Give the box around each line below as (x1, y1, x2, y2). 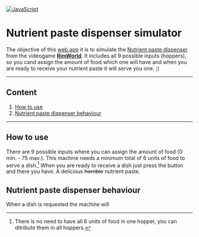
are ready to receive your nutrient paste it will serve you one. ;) (6, 65, 160, 72)
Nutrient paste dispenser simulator (6, 27, 182, 40)
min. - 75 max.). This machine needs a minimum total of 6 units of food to (6, 154, 185, 161)
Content (6, 88, 37, 98)
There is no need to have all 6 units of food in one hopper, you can (14, 218, 177, 225)
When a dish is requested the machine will (6, 201, 110, 208)
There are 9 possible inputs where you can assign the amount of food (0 (6, 148, 183, 155)
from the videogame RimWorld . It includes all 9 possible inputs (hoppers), (6, 52, 187, 59)
